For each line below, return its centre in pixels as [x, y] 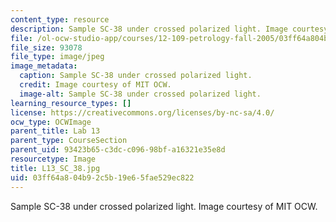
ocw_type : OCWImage [51, 122]
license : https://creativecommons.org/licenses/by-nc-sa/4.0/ [142, 112]
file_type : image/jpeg [57, 57]
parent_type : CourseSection [69, 141]
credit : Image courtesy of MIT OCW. [95, 85]
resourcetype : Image [53, 159]
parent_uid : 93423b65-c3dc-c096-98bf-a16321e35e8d [118, 150]
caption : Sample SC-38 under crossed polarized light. [136, 76]
